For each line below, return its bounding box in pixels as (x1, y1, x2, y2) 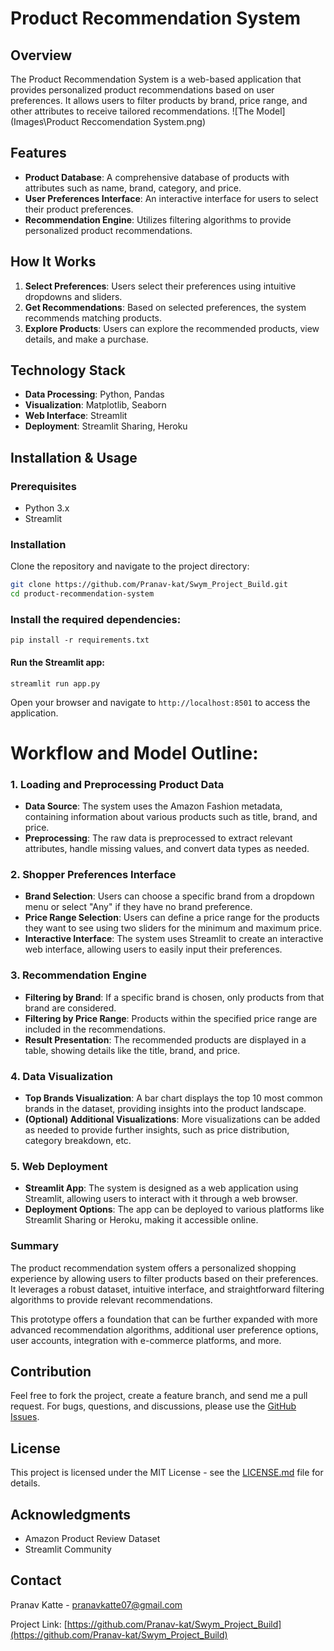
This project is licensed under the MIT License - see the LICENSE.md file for (10, 1467, 324, 1479)
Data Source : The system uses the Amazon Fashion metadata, (24, 800, 283, 812)
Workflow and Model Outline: (10, 742, 259, 764)
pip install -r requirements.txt (10, 635, 150, 646)
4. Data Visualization (10, 1069, 113, 1083)
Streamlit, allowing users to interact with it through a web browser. (24, 1193, 298, 1205)
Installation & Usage (10, 449, 138, 466)
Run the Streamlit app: (10, 657, 105, 669)
